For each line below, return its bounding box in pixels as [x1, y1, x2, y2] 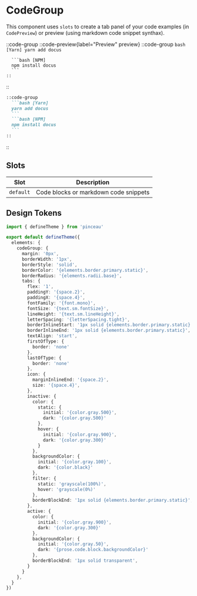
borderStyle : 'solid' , [21, 262, 78, 268]
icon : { [27, 371, 46, 377]
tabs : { [21, 278, 41, 284]
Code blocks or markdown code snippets [36, 188, 150, 196]
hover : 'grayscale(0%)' [37, 486, 96, 492]
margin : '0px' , [21, 251, 59, 257]
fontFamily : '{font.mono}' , [27, 300, 96, 306]
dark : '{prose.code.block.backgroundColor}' [37, 546, 149, 553]
